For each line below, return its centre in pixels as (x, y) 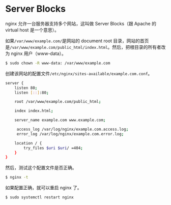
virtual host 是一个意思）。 (32, 30)
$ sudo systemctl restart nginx (39, 197)
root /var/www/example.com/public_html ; (58, 102)
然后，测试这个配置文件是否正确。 (41, 168)
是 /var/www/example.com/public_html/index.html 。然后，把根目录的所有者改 (85, 47)
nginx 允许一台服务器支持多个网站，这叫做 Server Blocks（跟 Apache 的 (81, 23)
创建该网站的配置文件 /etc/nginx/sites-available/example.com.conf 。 (79, 73)
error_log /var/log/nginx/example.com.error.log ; (70, 134)
